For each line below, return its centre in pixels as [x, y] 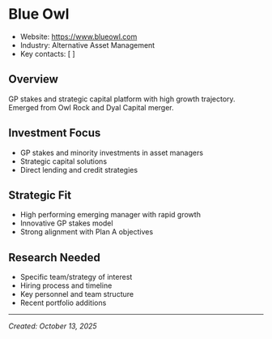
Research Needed [55, 257]
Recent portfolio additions [63, 303]
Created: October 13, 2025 [53, 326]
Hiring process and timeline [66, 285]
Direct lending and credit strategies [79, 169]
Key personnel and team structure [77, 294]
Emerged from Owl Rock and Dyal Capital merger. [91, 107]
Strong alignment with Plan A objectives [87, 232]
